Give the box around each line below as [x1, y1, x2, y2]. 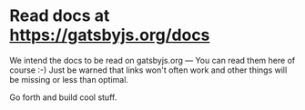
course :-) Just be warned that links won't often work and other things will [9, 65, 288, 75]
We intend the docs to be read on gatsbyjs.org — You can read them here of [9, 55, 296, 65]
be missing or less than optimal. [9, 74, 129, 85]
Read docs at [9, 5, 110, 26]
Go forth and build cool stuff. [9, 92, 117, 103]
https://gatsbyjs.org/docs [9, 25, 210, 45]
